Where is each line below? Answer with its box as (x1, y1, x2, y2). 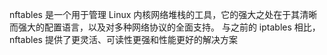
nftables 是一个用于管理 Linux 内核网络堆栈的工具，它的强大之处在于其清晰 (9, 9, 318, 20)
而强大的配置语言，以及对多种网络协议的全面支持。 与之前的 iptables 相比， (9, 21, 321, 33)
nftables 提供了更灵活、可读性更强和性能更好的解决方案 (9, 34, 238, 45)
